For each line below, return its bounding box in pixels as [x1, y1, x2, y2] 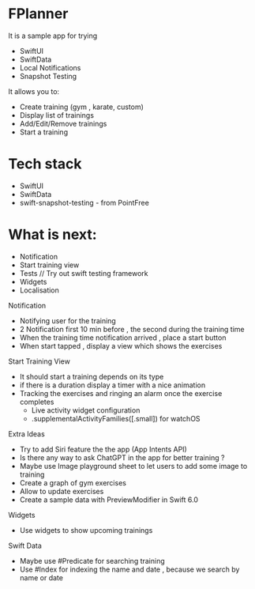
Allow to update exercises [19, 486, 104, 496]
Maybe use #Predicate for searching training [19, 556, 166, 565]
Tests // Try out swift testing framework [19, 268, 148, 278]
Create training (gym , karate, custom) [19, 102, 144, 111]
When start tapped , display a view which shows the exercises [19, 341, 223, 350]
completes [19, 397, 54, 406]
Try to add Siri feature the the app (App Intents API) [19, 444, 187, 454]
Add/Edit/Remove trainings [19, 119, 107, 128]
